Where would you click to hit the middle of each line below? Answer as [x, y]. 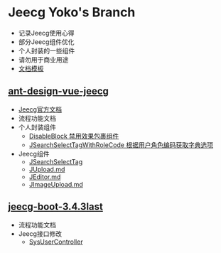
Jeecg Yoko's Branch [72, 12]
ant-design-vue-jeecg [59, 91]
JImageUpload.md [56, 184]
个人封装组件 [37, 127]
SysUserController [56, 242]
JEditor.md [45, 177]
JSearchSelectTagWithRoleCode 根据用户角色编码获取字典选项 [121, 145]
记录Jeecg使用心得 [46, 33]
